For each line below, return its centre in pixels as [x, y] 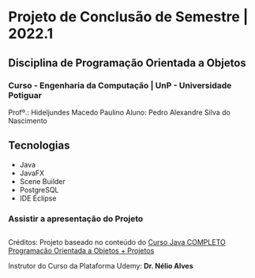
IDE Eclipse [38, 198]
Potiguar [25, 95]
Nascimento [28, 120]
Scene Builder [42, 181]
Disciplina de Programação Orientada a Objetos [127, 63]
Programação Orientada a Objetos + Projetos [81, 250]
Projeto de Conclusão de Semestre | [128, 17]
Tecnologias [39, 146]
